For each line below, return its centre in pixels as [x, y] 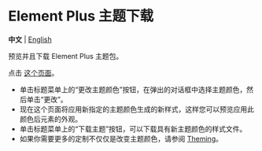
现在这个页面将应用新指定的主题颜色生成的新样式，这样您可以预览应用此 [137, 109]
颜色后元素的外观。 [51, 119]
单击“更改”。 [47, 99]
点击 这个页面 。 [33, 72]
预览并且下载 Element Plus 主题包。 [66, 56]
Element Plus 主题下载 [81, 16]
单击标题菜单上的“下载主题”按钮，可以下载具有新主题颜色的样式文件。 [133, 129]
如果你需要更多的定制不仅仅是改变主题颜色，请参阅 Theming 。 [121, 138]
